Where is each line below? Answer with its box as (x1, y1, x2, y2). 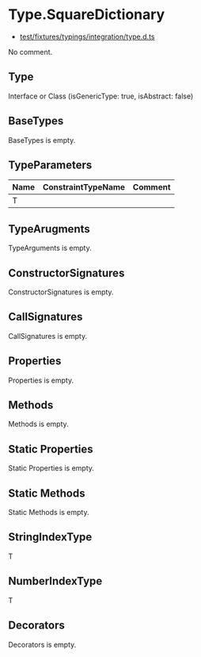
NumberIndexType (8, 574, 103, 588)
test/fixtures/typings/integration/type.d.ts (19, 32, 155, 41)
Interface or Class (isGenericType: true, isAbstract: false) (8, 91, 194, 101)
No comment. (8, 47, 53, 56)
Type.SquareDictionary (8, 6, 165, 24)
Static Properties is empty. (8, 463, 95, 473)
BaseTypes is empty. (8, 135, 76, 144)
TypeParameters (8, 158, 93, 171)
